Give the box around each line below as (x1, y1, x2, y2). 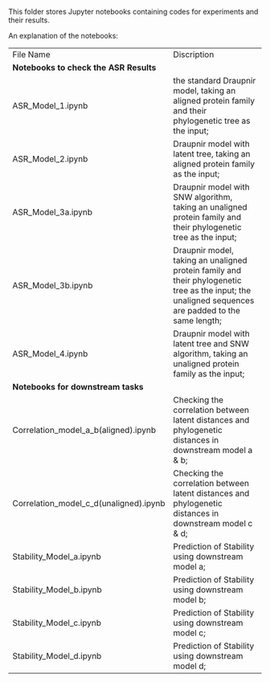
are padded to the (173, 305, 241, 316)
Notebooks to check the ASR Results (12, 62, 157, 73)
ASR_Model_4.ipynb (12, 349, 88, 359)
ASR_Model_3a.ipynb (12, 206, 93, 218)
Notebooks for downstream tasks (12, 382, 144, 392)
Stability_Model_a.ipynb (12, 551, 102, 562)
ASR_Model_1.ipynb (12, 100, 88, 111)
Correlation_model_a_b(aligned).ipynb (12, 425, 157, 435)
